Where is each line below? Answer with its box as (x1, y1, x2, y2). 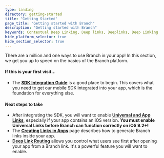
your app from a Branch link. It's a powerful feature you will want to (12, 143, 148, 149)
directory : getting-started (5, 12, 62, 17)
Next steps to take (5, 101, 43, 107)
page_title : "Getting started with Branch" (5, 21, 95, 26)
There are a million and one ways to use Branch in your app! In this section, (5, 52, 156, 58)
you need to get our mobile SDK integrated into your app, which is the (12, 85, 153, 90)
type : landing (5, 7, 34, 12)
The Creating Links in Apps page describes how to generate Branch (12, 128, 150, 134)
